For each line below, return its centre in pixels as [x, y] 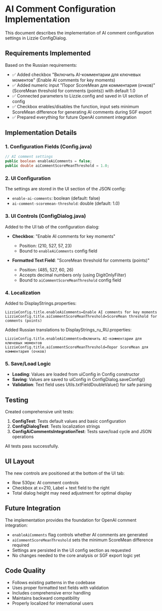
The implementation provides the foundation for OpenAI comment [71, 520]
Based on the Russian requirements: [41, 65]
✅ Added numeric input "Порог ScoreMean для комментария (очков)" [84, 85]
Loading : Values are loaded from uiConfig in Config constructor [76, 374]
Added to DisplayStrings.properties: [41, 303]
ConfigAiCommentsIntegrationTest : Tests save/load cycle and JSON [82, 432]
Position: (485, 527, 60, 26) [46, 269]
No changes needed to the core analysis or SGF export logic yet [76, 555]
